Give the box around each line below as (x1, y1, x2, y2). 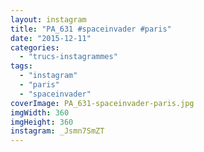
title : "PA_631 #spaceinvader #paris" (10, 24, 172, 34)
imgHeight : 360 (10, 117, 74, 127)
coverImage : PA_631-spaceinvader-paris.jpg (10, 98, 195, 108)
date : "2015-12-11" (10, 33, 92, 43)
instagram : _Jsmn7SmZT (10, 126, 105, 136)
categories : (10, 42, 60, 53)
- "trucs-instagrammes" (19, 52, 118, 62)
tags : (10, 61, 33, 71)
